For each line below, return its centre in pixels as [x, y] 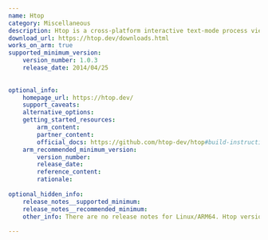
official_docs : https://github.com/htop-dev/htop [121, 142]
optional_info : [33, 90]
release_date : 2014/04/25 [66, 68]
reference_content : [69, 172]
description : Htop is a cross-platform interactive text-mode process [128, 30]
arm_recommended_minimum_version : [80, 150]
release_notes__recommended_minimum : [85, 209]
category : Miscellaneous [49, 23]
